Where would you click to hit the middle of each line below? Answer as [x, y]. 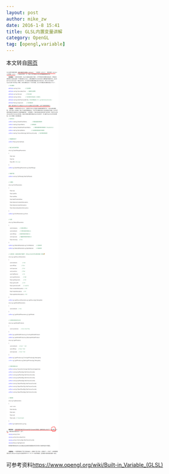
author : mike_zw [26, 19]
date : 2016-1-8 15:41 [33, 25]
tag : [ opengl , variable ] [36, 44]
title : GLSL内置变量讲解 [34, 32]
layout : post [22, 13]
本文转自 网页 [22, 63]
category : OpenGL [28, 38]
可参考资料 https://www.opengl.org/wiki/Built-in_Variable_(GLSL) [84, 465]
